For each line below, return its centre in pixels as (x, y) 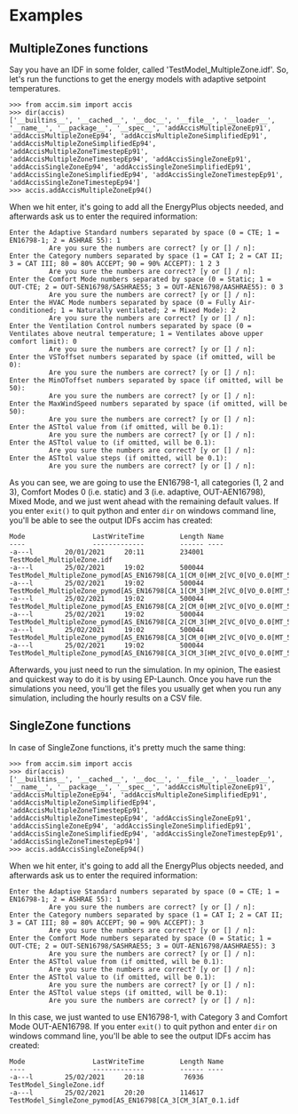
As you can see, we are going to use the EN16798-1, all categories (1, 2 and (147, 482)
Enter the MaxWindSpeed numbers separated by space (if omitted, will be (149, 404)
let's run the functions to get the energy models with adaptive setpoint (137, 79)
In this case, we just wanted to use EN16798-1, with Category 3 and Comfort (149, 1017)
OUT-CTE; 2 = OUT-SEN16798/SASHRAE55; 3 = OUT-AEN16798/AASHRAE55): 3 (142, 946)
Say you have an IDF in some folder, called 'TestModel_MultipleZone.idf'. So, (149, 69)
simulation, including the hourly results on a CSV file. (106, 698)
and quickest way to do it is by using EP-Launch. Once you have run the (141, 679)
